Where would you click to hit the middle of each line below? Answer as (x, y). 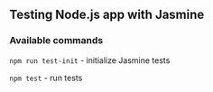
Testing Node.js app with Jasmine (107, 15)
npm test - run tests (46, 78)
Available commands (56, 41)
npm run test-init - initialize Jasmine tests (90, 60)
